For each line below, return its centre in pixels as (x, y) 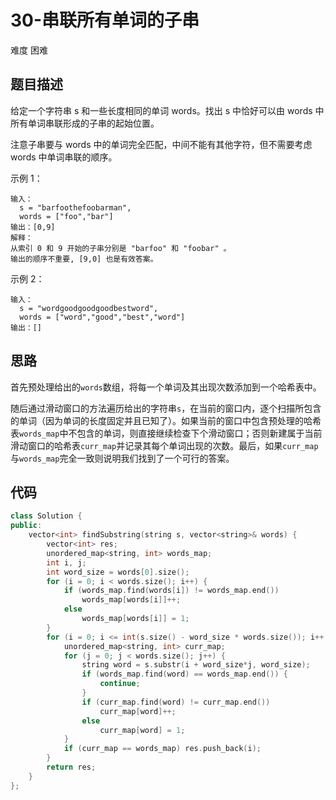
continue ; (120, 684)
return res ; (71, 767)
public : (26, 526)
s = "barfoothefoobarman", (75, 207)
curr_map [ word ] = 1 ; (142, 730)
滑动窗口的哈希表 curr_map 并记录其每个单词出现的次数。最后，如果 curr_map (164, 445)
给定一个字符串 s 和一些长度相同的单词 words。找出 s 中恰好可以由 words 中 (167, 110)
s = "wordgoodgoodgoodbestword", (89, 308)
